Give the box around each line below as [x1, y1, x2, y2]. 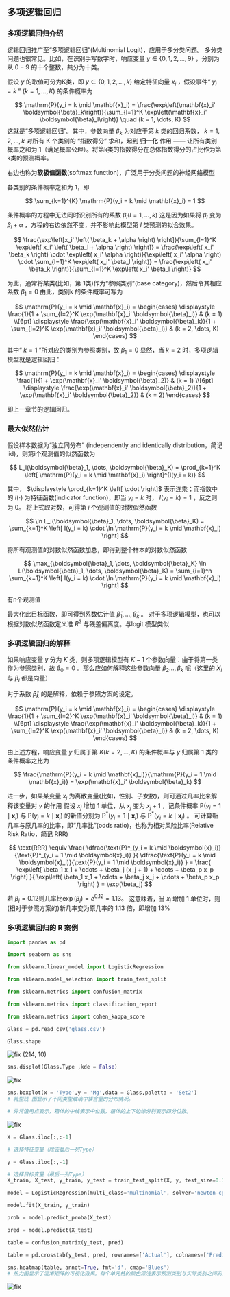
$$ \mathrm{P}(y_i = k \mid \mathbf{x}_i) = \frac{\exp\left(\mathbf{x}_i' [14, 101, 216, 109]
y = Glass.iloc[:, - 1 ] [7, 1158, 69, 1165]
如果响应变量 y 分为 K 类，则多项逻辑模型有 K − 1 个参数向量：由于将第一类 [7, 656, 218, 664]
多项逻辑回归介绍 [7, 29, 64, 38]
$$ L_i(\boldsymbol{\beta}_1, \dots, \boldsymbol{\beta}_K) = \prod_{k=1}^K [9, 463, 221, 471]
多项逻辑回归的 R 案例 [7, 923, 79, 933]
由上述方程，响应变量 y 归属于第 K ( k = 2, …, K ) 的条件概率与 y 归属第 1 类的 [7, 748, 218, 756]
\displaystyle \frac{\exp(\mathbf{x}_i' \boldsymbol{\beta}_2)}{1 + [23, 383, 207, 392]
